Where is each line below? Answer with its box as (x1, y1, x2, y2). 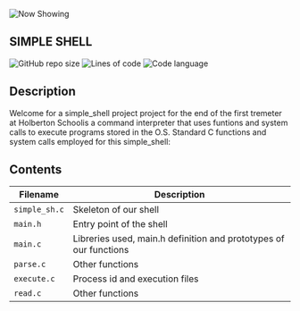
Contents (9, 162, 62, 178)
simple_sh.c (13, 205, 65, 214)
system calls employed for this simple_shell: (9, 136, 171, 147)
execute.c (13, 273, 55, 284)
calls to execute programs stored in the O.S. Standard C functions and (9, 126, 267, 138)
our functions (72, 244, 129, 256)
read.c (13, 289, 42, 298)
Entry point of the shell (72, 218, 168, 231)
